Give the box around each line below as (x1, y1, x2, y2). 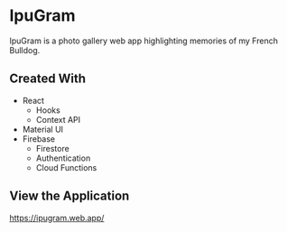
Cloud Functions (35, 162, 97, 172)
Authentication (35, 153, 91, 163)
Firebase (22, 133, 56, 144)
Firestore (35, 143, 69, 153)
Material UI (22, 124, 64, 135)
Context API (35, 114, 81, 125)
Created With (9, 71, 86, 87)
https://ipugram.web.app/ (9, 212, 105, 223)
